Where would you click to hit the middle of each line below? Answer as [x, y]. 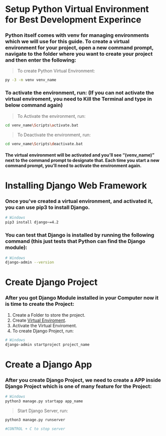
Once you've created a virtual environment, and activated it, [79, 201]
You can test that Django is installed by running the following [80, 235]
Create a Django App [49, 364]
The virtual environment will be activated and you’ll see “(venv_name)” [80, 155]
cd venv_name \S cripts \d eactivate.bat [44, 144]
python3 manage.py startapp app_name [44, 401]
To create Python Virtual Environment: [56, 71]
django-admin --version [30, 262]
